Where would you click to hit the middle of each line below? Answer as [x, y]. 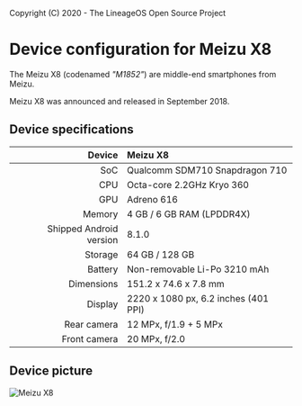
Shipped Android [83, 229]
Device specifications [72, 130]
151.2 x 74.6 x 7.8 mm [176, 284]
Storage [102, 254]
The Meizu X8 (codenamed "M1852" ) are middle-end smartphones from [143, 74]
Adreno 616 [152, 199]
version [102, 239]
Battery [102, 269]
